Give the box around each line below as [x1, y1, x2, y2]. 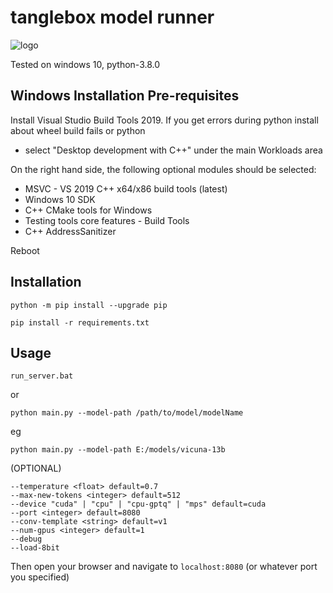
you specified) [10, 571, 70, 583]
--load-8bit [10, 543, 60, 553]
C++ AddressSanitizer [24, 225, 117, 237]
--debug [10, 534, 43, 545]
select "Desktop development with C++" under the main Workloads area [24, 144, 323, 156]
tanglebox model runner [10, 6, 215, 29]
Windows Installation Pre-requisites [10, 87, 240, 105]
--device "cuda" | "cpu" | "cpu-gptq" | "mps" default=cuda [10, 499, 267, 510]
